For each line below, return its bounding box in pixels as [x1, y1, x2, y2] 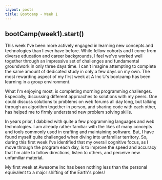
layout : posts [5, 7, 34, 12]
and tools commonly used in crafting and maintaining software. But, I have [5, 129, 154, 135]
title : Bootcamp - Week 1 [5, 12, 58, 17]
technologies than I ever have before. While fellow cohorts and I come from [5, 48, 157, 54]
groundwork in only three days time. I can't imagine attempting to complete [5, 63, 156, 69]
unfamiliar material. [5, 155, 44, 161]
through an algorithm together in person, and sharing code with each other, [5, 104, 157, 110]
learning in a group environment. [5, 79, 71, 85]
